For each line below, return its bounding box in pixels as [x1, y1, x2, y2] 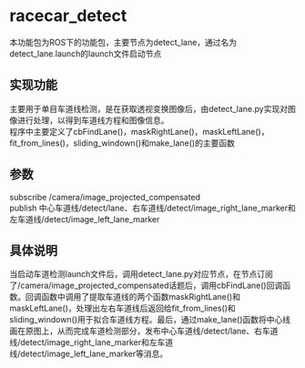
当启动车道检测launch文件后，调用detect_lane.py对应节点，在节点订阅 [9, 269, 273, 280]
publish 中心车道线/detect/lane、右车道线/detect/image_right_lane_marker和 [9, 202, 296, 213]
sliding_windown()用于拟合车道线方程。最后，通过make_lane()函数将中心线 [9, 314, 291, 325]
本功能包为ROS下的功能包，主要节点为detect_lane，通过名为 [9, 36, 238, 47]
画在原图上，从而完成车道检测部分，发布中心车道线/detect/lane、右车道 [9, 325, 279, 337]
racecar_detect [9, 5, 127, 26]
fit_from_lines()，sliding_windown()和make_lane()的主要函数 [9, 138, 235, 148]
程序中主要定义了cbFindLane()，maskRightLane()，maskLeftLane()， [9, 126, 269, 137]
